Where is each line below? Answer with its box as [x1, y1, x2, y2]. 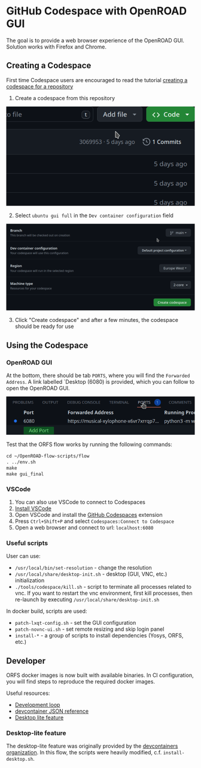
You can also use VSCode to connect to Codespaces [14, 498, 145, 505]
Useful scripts [6, 538, 48, 547]
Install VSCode [14, 505, 52, 512]
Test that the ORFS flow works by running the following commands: [6, 441, 172, 448]
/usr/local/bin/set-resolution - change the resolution [14, 564, 153, 571]
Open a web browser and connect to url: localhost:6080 [14, 523, 154, 531]
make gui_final [6, 471, 44, 477]
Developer [6, 655, 46, 666]
